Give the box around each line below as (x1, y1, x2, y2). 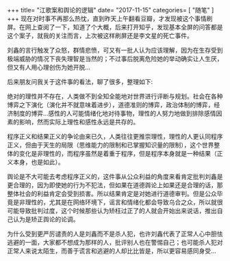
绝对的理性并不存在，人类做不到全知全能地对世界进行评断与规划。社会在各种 (7, 92, 223, 100)
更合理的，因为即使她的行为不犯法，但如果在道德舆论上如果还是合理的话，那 (7, 181, 223, 189)
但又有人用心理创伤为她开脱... (7, 64, 91, 71)
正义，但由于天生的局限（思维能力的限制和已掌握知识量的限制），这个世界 (7, 141, 214, 149)
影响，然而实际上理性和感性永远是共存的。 (18, 118, 139, 126)
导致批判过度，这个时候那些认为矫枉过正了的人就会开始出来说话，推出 (18, 207, 217, 215)
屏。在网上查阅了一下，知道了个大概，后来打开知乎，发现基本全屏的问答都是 (7, 23, 223, 31)
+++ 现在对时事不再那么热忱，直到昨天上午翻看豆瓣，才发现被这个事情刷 (7, 14, 213, 23)
